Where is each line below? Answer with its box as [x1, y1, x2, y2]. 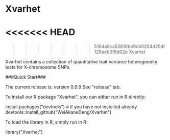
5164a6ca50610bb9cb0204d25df [94, 43, 165, 50]
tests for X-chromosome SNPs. [5, 64, 71, 71]
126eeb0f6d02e [94, 49, 128, 55]
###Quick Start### [5, 74, 46, 80]
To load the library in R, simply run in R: [5, 119, 88, 125]
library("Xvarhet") [5, 129, 43, 135]
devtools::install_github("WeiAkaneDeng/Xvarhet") [5, 109, 112, 115]
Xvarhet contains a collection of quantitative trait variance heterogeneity [5, 59, 158, 65]
